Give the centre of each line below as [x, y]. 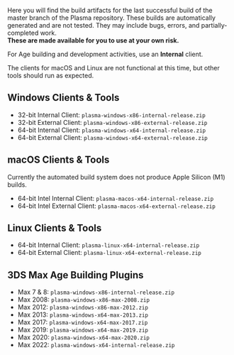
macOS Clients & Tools [58, 160]
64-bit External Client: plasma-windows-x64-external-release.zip [112, 137]
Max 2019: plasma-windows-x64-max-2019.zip [83, 330]
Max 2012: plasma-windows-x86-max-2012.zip [83, 307]
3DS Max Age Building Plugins [76, 275]
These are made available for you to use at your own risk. [93, 40]
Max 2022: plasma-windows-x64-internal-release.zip [96, 345]
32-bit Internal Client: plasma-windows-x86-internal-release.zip [111, 115]
